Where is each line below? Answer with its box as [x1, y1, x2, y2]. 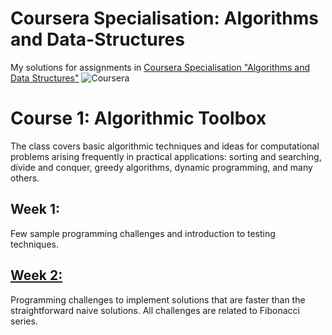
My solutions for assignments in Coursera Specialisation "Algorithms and [10, 61, 311, 73]
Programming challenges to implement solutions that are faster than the [10, 293, 306, 306]
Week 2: [10, 267, 63, 284]
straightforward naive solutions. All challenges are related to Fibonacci [10, 304, 300, 316]
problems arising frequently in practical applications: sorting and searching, [10, 150, 322, 162]
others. [10, 172, 40, 184]
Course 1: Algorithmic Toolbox [10, 107, 267, 130]
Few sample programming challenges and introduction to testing [10, 227, 276, 239]
